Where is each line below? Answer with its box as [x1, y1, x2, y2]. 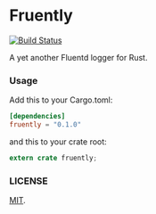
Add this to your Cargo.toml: [9, 95, 113, 105]
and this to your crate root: [9, 136, 107, 147]
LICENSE [9, 175, 49, 187]
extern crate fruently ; [9, 153, 98, 162]
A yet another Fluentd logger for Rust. [9, 52, 148, 62]
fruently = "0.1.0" [9, 120, 82, 129]
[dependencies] [9, 112, 66, 121]
